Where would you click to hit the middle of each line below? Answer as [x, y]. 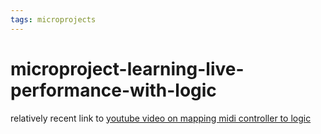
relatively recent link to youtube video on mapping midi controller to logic [161, 118]
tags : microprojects [53, 19]
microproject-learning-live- [127, 68]
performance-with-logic [113, 90]
